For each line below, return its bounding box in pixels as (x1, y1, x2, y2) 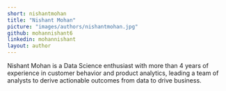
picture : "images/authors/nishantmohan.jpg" (7, 23, 138, 30)
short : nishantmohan (7, 10, 67, 17)
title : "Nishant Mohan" (7, 17, 76, 24)
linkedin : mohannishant (7, 36, 76, 43)
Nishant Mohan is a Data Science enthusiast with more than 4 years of (7, 62, 209, 69)
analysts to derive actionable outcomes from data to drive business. (7, 76, 202, 84)
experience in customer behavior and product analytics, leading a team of (7, 69, 219, 77)
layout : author (7, 42, 51, 49)
